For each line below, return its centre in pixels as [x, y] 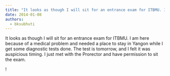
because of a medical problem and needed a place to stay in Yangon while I [84, 44]
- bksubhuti [23, 24]
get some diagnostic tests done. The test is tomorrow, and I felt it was [78, 49]
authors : [14, 19]
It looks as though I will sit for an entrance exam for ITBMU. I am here [77, 38]
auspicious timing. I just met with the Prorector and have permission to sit [82, 54]
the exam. [16, 60]
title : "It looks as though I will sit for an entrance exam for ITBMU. [83, 10]
